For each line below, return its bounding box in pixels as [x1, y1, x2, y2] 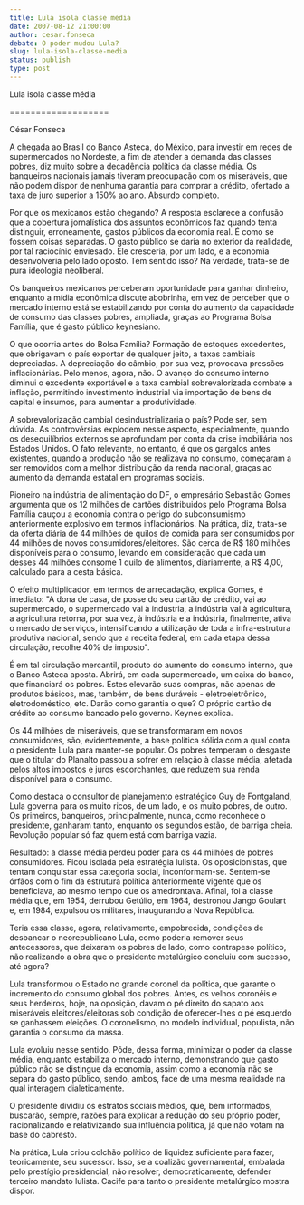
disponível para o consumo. [9, 773, 113, 784]
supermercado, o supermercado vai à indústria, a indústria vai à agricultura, [9, 603, 292, 614]
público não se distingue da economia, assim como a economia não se [9, 1063, 273, 1074]
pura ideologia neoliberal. [9, 265, 104, 276]
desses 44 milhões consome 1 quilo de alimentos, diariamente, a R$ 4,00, [9, 557, 283, 568]
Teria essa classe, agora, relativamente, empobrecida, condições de [9, 922, 264, 933]
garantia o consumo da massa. [9, 1026, 125, 1037]
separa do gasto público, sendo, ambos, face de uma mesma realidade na [9, 1073, 286, 1084]
